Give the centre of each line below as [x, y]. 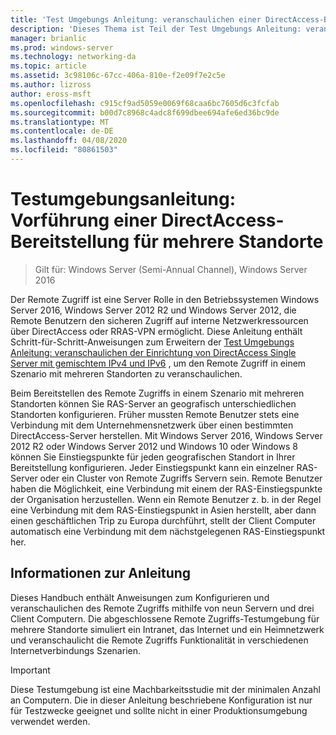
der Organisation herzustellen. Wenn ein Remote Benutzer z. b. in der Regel [166, 499]
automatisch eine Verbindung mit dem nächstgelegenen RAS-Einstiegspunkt [168, 531]
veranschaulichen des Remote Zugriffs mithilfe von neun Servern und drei [162, 608]
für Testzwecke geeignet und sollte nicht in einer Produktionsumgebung [159, 710]
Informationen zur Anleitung [101, 573]
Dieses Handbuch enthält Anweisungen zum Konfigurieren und [140, 597]
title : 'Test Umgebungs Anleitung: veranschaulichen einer [136, 19]
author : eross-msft [51, 94]
